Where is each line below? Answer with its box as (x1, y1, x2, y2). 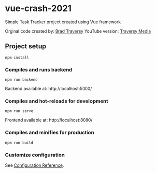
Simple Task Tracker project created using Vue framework (5, 19, 121, 25)
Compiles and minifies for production (5, 129, 94, 136)
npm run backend (5, 77, 38, 82)
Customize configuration (5, 151, 65, 158)
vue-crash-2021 (5, 3, 71, 14)
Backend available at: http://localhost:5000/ (5, 86, 92, 92)
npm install (5, 55, 29, 60)
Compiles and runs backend (5, 66, 72, 73)
